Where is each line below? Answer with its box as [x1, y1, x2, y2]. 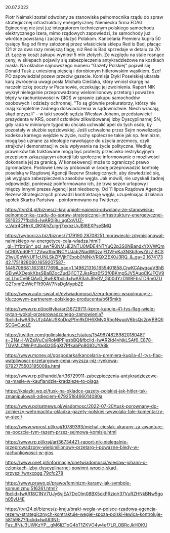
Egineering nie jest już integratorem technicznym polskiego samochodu [5, 25, 154, 31]
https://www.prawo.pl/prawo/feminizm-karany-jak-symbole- [5, 480, 132, 486]
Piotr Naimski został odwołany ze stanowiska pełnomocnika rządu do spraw [5, 14, 163, 20]
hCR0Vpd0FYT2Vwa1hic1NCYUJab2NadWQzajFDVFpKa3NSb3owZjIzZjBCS [5, 249, 164, 254]
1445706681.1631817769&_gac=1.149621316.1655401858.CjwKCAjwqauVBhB [5, 265, 164, 271]
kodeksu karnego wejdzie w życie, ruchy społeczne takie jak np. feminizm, [5, 132, 161, 138]
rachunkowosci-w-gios [5, 450, 54, 456]
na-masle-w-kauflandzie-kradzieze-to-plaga [5, 378, 99, 384]
